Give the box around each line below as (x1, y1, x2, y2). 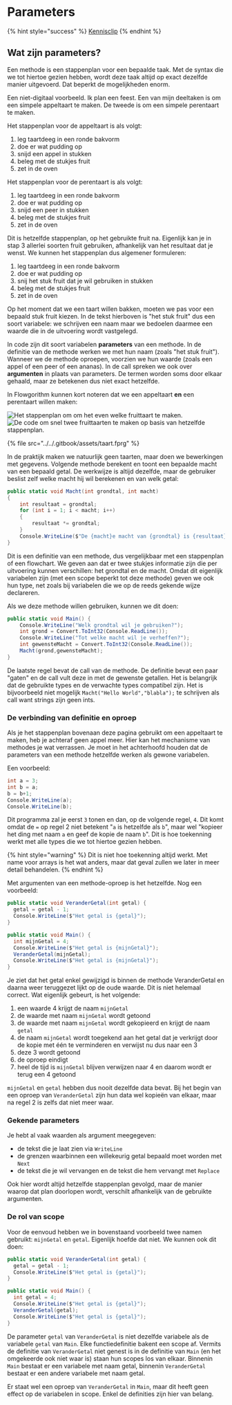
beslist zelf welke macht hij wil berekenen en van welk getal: (7, 474, 179, 482)
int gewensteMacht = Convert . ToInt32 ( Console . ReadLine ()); (19, 641, 193, 648)
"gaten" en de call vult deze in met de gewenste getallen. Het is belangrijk (7, 673, 217, 681)
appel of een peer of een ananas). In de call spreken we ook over (7, 362, 193, 370)
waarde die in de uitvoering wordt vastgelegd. (7, 326, 138, 335)
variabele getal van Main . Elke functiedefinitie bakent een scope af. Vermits (7, 1339, 222, 1348)
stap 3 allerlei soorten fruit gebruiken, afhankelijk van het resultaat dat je (7, 241, 213, 249)
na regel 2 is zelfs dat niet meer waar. (7, 1098, 114, 1106)
